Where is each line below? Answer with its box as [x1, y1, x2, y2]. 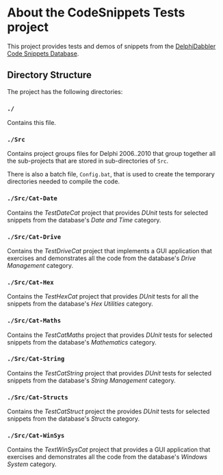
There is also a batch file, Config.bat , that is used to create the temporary [7, 170, 215, 178]
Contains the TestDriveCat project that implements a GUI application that [7, 246, 212, 255]
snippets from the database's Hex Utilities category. [7, 300, 153, 308]
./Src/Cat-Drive [7, 233, 62, 241]
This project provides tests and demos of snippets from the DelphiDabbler [7, 42, 216, 50]
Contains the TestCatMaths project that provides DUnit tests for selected [7, 331, 213, 339]
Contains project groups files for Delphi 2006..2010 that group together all [7, 150, 216, 158]
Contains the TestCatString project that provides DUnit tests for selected [7, 369, 212, 377]
